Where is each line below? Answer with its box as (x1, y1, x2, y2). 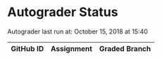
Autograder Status (7, 4, 118, 20)
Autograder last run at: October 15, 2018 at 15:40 (7, 27, 148, 36)
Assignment (50, 43, 93, 53)
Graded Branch (99, 43, 151, 53)
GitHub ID (11, 43, 44, 53)
